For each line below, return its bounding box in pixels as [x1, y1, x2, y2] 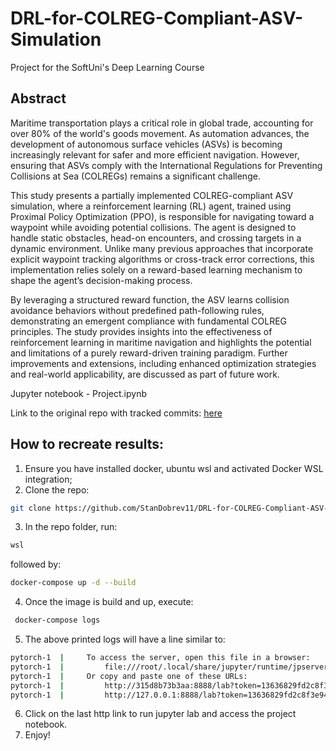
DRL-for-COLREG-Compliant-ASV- [10, 7, 304, 30]
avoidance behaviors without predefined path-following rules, [10, 304, 265, 316]
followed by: [10, 558, 62, 571]
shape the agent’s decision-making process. [10, 274, 193, 286]
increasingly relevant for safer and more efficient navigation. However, [10, 148, 300, 161]
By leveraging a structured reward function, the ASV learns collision [10, 293, 290, 306]
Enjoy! [24, 729, 51, 741]
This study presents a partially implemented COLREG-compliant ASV [10, 189, 294, 201]
